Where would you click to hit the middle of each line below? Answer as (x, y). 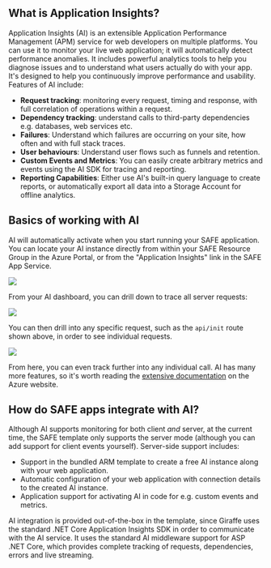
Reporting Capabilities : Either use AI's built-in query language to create (140, 177)
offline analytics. (48, 194)
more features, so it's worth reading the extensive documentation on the (129, 375)
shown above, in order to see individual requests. (90, 336)
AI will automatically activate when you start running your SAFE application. (134, 240)
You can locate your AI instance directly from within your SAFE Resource (129, 248)
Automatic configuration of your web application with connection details (140, 479)
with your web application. (64, 471)
